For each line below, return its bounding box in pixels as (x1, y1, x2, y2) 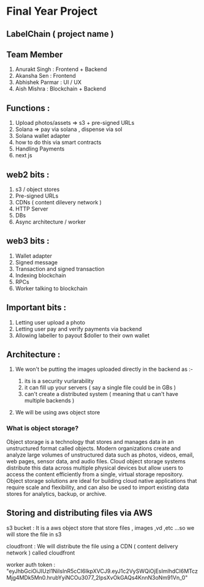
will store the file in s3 (6, 531, 62, 538)
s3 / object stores (15, 185, 60, 193)
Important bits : (6, 302, 67, 313)
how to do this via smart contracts (15, 139, 102, 146)
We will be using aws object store (15, 409, 100, 416)
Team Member (6, 49, 63, 59)
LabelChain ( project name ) (6, 29, 115, 39)
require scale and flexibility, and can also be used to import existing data (6, 484, 189, 491)
